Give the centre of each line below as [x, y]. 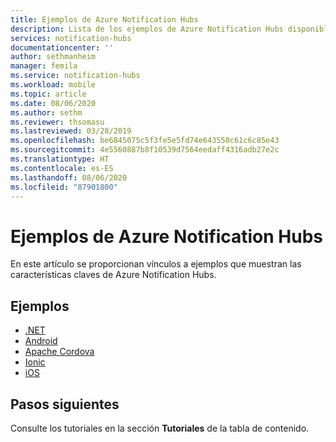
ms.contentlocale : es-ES [62, 168]
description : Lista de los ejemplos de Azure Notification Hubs [147, 29]
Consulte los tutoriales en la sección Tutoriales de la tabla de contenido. [160, 428]
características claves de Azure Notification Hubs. [113, 275]
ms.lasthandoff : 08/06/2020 [69, 177]
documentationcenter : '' [62, 47]
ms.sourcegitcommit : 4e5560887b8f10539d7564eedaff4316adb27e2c [145, 150]
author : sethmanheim [53, 57]
